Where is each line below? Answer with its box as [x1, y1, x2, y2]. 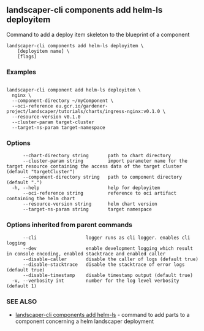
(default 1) [6, 282, 37, 289]
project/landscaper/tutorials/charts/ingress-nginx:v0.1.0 [6, 109, 161, 115]
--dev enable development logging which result [22, 245, 193, 251]
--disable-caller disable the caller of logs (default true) [22, 256, 199, 262]
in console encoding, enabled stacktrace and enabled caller [6, 251, 166, 257]
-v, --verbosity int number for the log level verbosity [12, 278, 179, 284]
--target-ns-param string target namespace [22, 206, 152, 212]
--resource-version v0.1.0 [12, 114, 81, 120]
